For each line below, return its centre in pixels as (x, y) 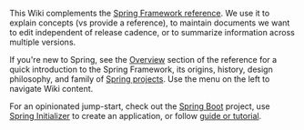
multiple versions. (43, 42)
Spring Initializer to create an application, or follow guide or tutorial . (136, 116)
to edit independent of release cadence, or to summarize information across (152, 32)
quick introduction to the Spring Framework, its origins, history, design (141, 69)
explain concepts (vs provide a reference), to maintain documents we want (150, 23)
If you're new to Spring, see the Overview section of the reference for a (143, 60)
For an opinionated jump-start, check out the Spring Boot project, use (140, 106)
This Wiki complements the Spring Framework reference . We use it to (140, 13)
